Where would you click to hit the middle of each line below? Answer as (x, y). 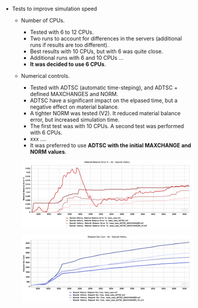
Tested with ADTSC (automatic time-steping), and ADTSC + (104, 88)
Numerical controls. (45, 76)
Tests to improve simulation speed (54, 9)
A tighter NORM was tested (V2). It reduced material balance (105, 113)
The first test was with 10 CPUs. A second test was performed (107, 126)
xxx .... (38, 139)
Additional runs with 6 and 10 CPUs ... (76, 58)
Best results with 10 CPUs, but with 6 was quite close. (97, 51)
